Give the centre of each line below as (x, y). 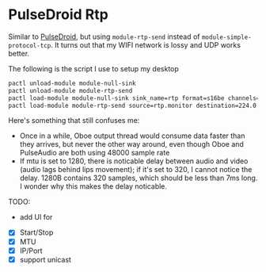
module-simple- (226, 37)
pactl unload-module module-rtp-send (70, 90)
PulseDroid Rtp (58, 15)
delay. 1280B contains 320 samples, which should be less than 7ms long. (139, 178)
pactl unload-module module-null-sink (72, 83)
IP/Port (31, 251)
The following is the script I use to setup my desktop (94, 68)
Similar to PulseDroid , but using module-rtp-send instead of (104, 36)
